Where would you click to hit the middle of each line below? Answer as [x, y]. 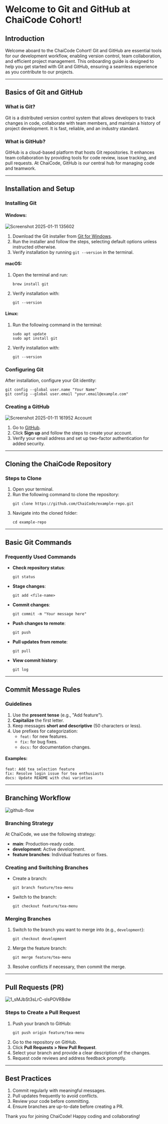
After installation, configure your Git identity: [51, 381]
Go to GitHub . [26, 427]
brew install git [30, 284]
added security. [28, 443]
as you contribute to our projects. [39, 72]
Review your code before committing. [51, 1101]
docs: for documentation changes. [55, 747]
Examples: [16, 759]
